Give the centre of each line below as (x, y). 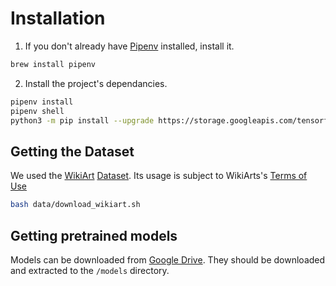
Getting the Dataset (72, 151)
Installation (58, 18)
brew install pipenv (53, 64)
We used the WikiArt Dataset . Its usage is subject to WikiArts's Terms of (159, 176)
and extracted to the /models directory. (90, 270)
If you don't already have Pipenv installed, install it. (129, 46)
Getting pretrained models (94, 235)
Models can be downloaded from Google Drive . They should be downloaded (168, 259)
